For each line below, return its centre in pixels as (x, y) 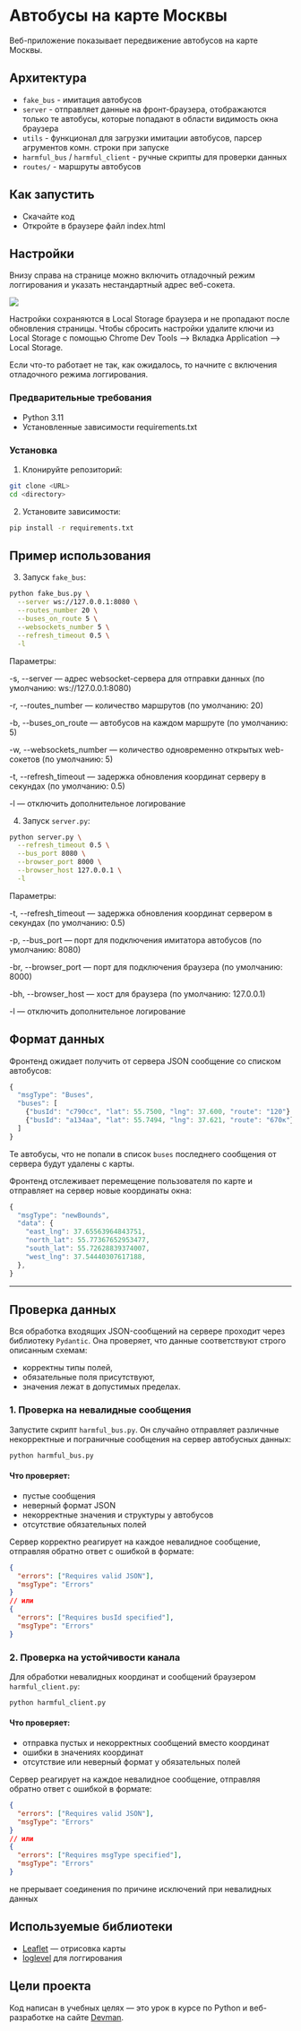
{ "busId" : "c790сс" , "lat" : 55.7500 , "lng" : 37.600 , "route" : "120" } (158, 1112)
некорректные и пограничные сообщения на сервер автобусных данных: (150, 1439)
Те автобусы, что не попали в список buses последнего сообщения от (143, 1154)
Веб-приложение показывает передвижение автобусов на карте (133, 40)
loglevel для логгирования (72, 1958)
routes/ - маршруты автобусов (82, 166)
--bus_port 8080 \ (52, 854)
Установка (34, 450)
